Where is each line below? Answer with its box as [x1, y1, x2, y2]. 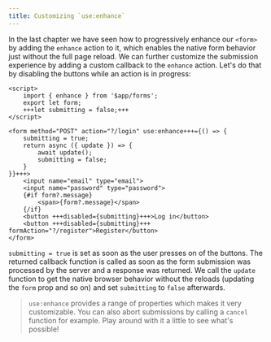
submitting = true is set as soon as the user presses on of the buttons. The [8, 248, 263, 258]
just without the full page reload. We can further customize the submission [8, 51, 259, 61]
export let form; [23, 98, 82, 106]
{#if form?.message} [23, 191, 93, 199]
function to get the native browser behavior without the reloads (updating [8, 274, 255, 284]
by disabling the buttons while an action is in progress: [8, 68, 191, 78]
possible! [28, 324, 59, 334]
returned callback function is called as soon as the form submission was [8, 257, 251, 266]
